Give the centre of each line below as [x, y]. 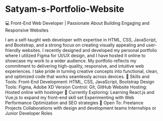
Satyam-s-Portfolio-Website [65, 9]
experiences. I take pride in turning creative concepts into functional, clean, [82, 71]
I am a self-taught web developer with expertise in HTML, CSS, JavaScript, [81, 40]
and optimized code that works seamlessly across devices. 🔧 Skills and [77, 76]
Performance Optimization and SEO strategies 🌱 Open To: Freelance [74, 103]
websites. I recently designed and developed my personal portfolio [90, 50]
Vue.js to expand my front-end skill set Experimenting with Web [70, 97]
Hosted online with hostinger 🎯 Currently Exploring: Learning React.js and [80, 92]
